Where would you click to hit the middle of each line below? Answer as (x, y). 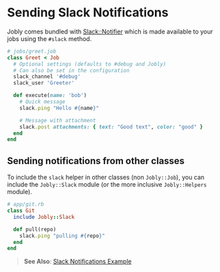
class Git (21, 210)
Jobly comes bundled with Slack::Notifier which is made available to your (110, 31)
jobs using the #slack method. (50, 38)
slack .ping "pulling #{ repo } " (63, 236)
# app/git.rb (26, 204)
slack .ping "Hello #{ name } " (59, 108)
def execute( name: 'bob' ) (50, 96)
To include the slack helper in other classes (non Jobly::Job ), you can (106, 177)
